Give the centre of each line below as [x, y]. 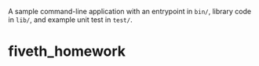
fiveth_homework [67, 51]
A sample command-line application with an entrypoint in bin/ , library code [130, 11]
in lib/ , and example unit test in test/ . [70, 20]
